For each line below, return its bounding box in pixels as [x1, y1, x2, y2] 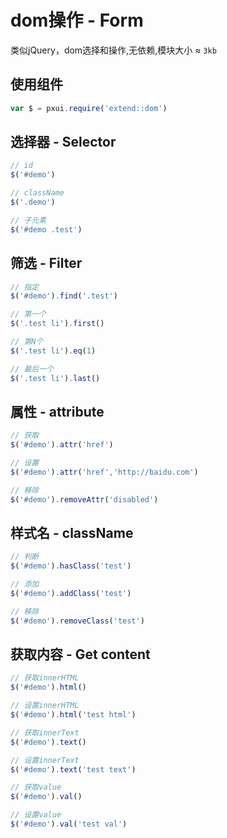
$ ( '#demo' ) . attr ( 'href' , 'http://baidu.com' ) [10, 467, 199, 477]
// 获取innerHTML [10, 673, 80, 683]
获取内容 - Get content [10, 646, 151, 663]
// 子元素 [10, 215, 47, 225]
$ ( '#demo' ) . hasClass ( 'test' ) [10, 561, 132, 571]
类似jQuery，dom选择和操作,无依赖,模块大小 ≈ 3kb [10, 44, 217, 56]
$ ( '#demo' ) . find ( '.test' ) [10, 291, 118, 301]
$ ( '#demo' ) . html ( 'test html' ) [10, 710, 137, 720]
